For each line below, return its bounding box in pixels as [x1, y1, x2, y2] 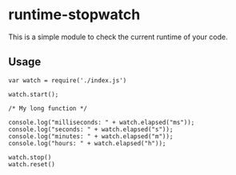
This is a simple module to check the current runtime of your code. [8, 32, 228, 42]
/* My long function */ [8, 104, 88, 113]
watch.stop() [8, 153, 52, 161]
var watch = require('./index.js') [8, 76, 127, 85]
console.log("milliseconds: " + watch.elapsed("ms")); [8, 118, 195, 126]
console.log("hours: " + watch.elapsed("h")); [8, 139, 166, 147]
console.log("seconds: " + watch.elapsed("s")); [8, 125, 174, 133]
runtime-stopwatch [8, 6, 141, 24]
